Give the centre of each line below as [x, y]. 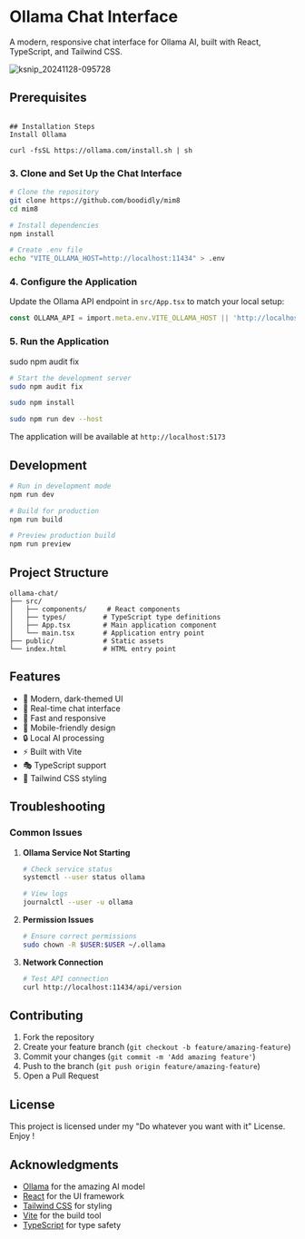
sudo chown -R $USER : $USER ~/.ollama [94, 945]
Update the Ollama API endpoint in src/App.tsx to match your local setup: [147, 302]
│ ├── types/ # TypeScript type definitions [115, 618]
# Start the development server [70, 378]
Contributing [46, 1015]
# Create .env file [46, 250]
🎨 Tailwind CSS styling [64, 778]
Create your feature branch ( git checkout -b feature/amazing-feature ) [157, 1047]
